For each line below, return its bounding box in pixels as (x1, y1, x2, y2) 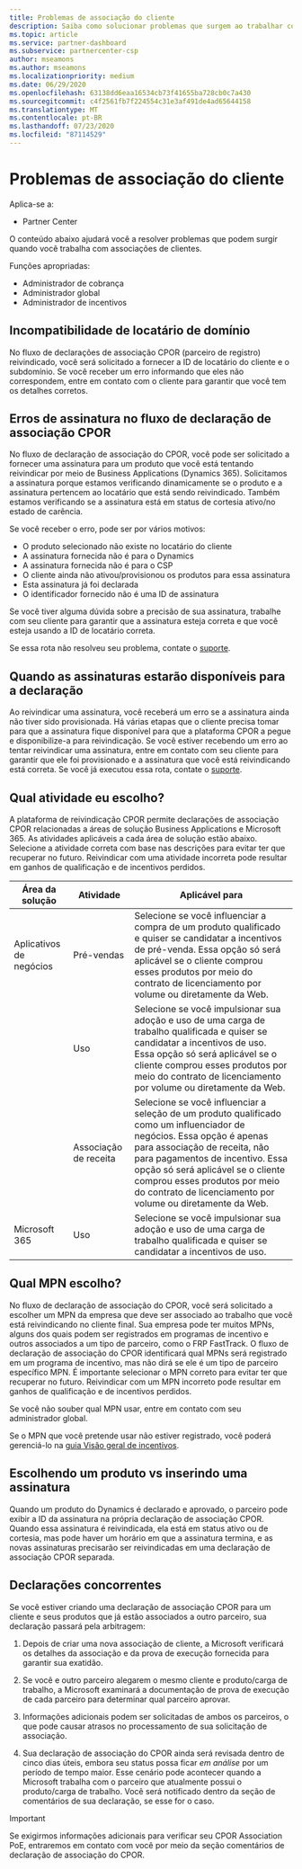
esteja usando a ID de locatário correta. (9, 626, 155, 636)
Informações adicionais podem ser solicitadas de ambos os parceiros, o (22, 1711, 289, 1722)
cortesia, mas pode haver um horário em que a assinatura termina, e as (9, 1532, 273, 1543)
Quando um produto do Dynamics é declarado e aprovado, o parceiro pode (9, 1503, 289, 1515)
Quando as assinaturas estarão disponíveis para (9, 669, 286, 684)
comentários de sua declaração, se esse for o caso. (22, 1795, 215, 1806)
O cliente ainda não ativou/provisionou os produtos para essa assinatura (22, 570, 290, 581)
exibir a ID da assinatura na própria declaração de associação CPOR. (9, 1513, 265, 1524)
